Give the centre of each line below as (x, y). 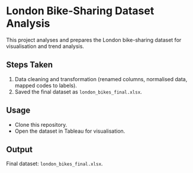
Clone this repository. (41, 124)
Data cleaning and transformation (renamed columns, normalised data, (101, 79)
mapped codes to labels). (46, 85)
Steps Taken (30, 65)
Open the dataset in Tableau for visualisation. (70, 131)
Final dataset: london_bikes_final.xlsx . (54, 164)
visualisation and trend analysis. (45, 46)
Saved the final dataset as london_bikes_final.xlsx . (78, 92)
